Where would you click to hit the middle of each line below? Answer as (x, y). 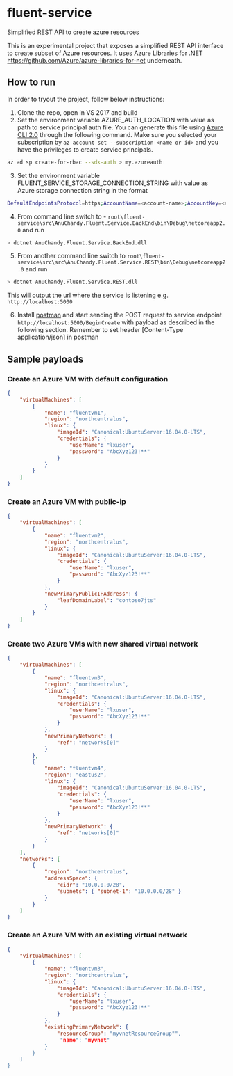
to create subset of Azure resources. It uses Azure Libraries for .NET (105, 53)
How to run (32, 82)
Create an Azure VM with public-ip (67, 501)
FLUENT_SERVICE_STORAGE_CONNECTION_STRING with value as (112, 183)
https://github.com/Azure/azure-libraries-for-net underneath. (95, 60)
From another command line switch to (71, 256)
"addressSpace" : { (71, 878)
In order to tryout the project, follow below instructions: (86, 99)
